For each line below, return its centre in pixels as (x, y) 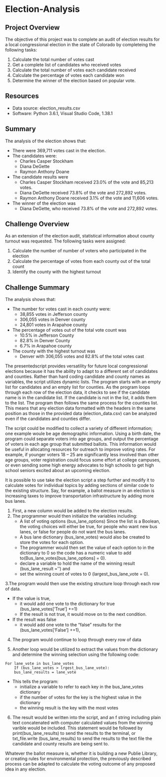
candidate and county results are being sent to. (60, 744)
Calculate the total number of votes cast (53, 60)
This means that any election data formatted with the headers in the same (81, 408)
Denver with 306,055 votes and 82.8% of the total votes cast (82, 357)
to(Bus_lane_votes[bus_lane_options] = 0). (63, 558)
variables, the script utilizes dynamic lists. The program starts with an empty (83, 382)
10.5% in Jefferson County (47, 335)
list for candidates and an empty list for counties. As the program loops (78, 387)
